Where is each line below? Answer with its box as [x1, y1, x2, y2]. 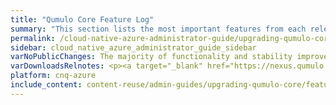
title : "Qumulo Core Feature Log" [10, 14, 155, 25]
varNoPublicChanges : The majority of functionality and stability [10, 52, 293, 62]
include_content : [10, 80, 83, 90]
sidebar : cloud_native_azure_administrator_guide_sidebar [10, 42, 257, 53]
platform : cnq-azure [10, 71, 97, 81]
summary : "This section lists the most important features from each [10, 24, 307, 34]
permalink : [10, 33, 56, 43]
